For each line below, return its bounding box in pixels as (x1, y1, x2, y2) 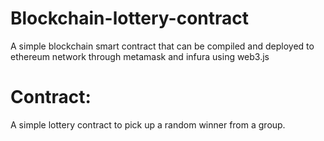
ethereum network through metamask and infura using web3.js (10, 50, 270, 62)
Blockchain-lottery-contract (10, 7, 250, 30)
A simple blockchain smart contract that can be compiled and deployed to (10, 40, 315, 52)
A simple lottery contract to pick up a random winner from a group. (10, 118, 286, 131)
